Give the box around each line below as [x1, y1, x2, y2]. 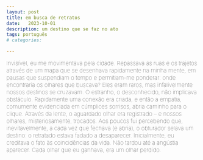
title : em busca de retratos [6, 15, 80, 21]
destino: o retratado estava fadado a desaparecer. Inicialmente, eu [6, 131, 175, 139]
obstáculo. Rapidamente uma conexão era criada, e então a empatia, [6, 96, 182, 103]
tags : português [6, 32, 48, 38]
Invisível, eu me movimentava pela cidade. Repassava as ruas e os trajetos [6, 59, 198, 67]
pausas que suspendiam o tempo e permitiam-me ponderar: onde [6, 74, 176, 82]
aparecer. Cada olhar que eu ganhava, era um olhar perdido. [6, 146, 162, 154]
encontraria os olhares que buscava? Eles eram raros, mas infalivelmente [6, 81, 193, 89]
